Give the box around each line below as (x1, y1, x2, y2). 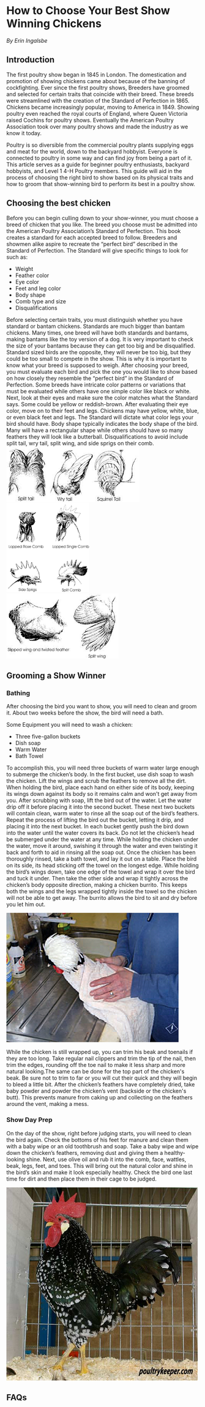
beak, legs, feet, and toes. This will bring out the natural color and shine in (6, 1162, 193, 1169)
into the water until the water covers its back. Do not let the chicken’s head (6, 830, 195, 837)
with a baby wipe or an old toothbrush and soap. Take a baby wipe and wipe (6, 1142, 199, 1150)
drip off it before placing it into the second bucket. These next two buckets (6, 803, 195, 811)
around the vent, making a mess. (6, 1101, 89, 1108)
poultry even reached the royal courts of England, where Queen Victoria (6, 110, 188, 117)
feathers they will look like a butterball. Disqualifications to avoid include (6, 432, 188, 440)
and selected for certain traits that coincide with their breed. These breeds (6, 90, 194, 98)
